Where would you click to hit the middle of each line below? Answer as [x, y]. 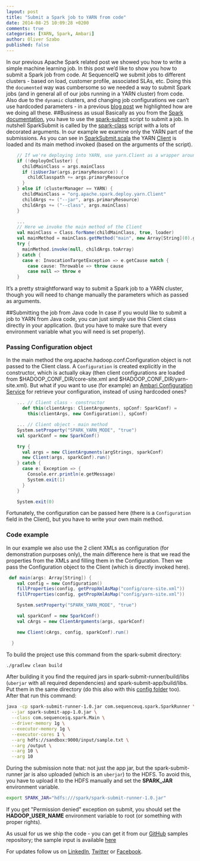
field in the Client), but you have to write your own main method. [85, 519]
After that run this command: [41, 696]
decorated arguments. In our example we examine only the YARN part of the [100, 131]
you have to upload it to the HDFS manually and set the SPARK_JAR [89, 781]
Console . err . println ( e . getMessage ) [72, 474]
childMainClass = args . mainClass [63, 166]
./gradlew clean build [34, 665]
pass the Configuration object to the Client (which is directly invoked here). [98, 567]
